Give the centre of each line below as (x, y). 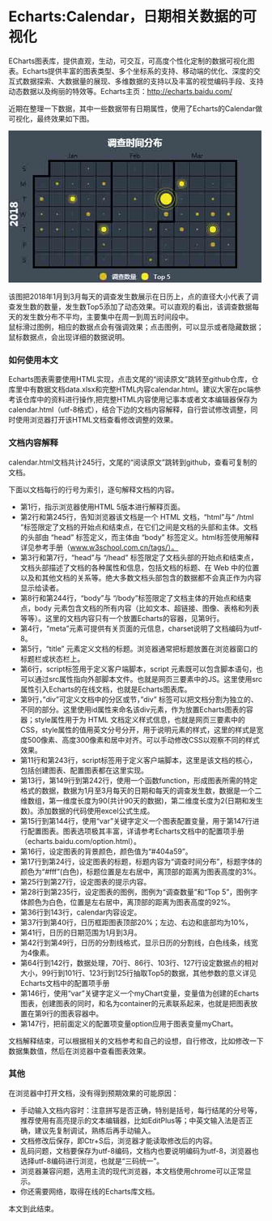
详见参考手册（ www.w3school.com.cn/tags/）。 (99, 547)
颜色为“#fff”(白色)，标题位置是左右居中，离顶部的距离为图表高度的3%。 (140, 872)
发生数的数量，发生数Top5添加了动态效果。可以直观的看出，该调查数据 (134, 306)
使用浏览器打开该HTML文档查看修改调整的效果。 (96, 420)
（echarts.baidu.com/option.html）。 (81, 841)
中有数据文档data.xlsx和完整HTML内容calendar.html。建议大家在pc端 (138, 389)
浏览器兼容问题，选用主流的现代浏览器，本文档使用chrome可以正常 (132, 1171)
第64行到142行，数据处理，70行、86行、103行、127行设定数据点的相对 (139, 962)
